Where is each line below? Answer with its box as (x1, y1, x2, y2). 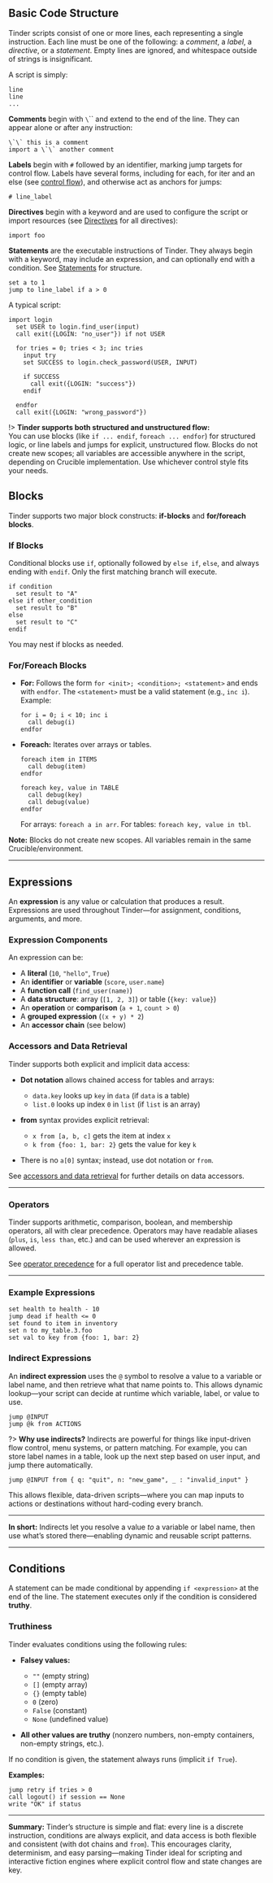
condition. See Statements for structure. (8, 263, 143, 272)
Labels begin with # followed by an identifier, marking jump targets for (8, 159, 243, 169)
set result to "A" (15, 589, 79, 598)
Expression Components (8, 934, 108, 946)
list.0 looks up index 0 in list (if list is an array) (32, 1099, 201, 1109)
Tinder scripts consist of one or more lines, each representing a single (8, 28, 244, 37)
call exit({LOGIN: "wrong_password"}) (15, 408, 148, 416)
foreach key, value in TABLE (19, 784, 119, 792)
